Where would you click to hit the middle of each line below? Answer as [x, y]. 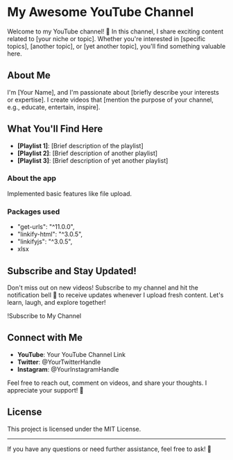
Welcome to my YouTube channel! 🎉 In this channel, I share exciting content [115, 31]
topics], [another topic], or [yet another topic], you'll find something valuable [116, 46]
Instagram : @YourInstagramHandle [68, 369]
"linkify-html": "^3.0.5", [50, 235]
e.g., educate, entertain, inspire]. [54, 107]
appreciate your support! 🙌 [45, 390]
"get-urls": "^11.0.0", [46, 227]
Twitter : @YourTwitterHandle [59, 362]
